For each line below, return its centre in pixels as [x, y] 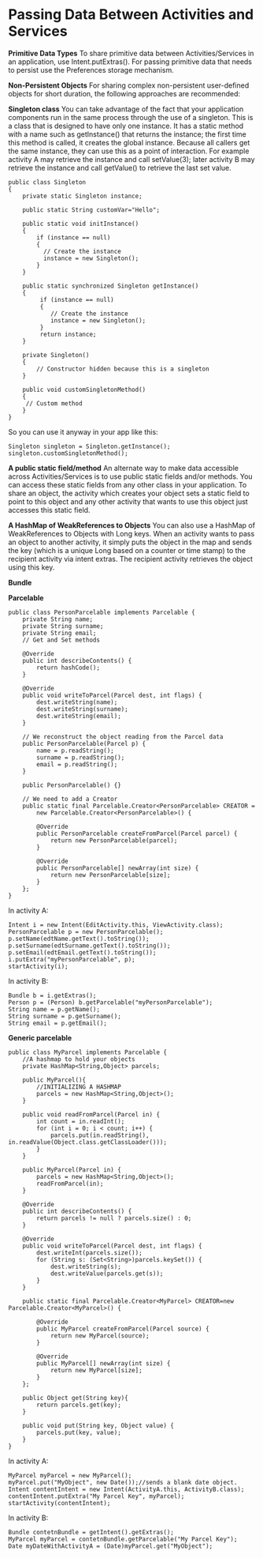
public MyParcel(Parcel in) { [72, 1170]
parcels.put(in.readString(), [100, 1135]
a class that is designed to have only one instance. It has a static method [126, 126]
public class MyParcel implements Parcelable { [88, 1052]
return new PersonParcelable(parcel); [114, 840]
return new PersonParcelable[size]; [110, 875]
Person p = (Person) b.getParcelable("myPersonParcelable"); [111, 1002]
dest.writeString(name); [77, 702]
